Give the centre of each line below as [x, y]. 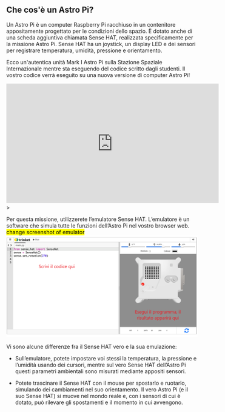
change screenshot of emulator [45, 232]
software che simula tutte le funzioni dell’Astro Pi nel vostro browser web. [98, 225]
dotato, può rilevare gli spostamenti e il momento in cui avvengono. [99, 402]
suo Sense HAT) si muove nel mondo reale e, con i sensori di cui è [98, 396]
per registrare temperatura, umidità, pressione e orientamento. [84, 50]
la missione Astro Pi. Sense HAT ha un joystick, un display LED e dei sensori [101, 44]
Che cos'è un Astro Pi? [50, 10]
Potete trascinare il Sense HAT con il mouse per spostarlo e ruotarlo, [101, 383]
